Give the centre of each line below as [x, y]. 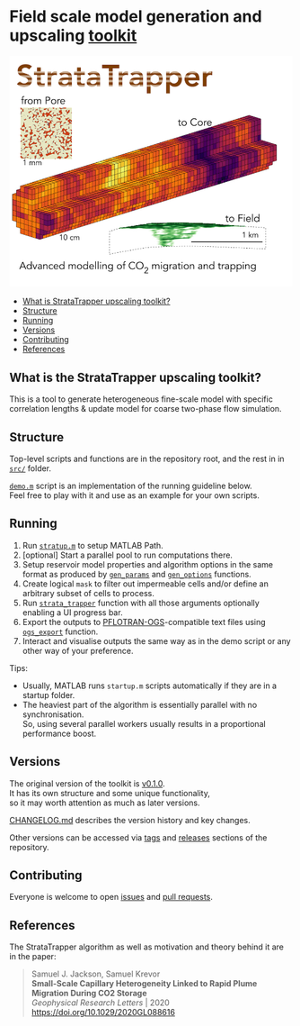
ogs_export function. [60, 631]
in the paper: [33, 957]
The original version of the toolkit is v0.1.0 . [87, 783]
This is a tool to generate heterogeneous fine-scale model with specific [141, 399]
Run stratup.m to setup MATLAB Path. [93, 545]
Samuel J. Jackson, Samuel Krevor [96, 974]
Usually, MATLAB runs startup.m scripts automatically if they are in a [149, 686]
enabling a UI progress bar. [72, 612]
